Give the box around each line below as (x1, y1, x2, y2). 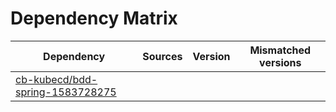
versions (259, 55, 302, 69)
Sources (142, 49, 183, 63)
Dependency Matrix (10, 7, 178, 30)
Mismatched (249, 43, 312, 57)
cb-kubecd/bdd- (15, 72, 98, 86)
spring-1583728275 (15, 85, 117, 99)
